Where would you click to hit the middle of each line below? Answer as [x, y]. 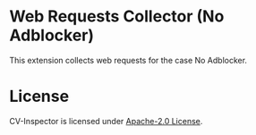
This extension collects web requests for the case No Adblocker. [128, 60]
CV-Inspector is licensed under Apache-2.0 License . [106, 121]
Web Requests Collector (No [117, 17]
